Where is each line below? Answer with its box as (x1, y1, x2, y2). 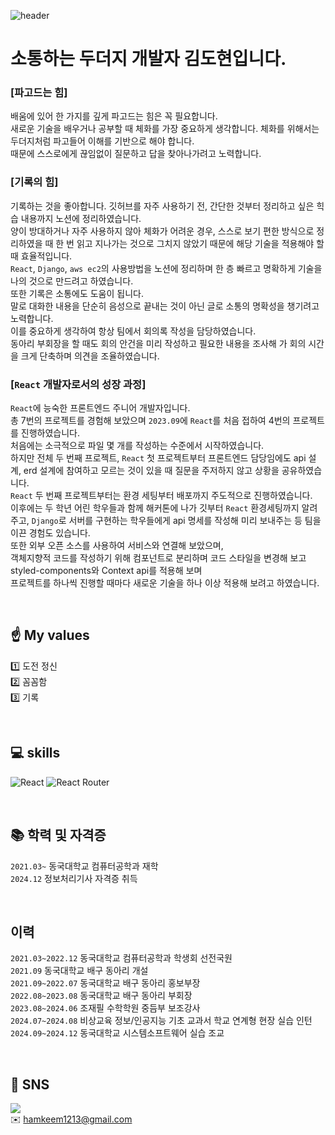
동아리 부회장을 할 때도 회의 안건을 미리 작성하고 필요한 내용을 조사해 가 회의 (10, 337, 307, 349)
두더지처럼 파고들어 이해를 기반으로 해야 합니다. (10, 135, 195, 147)
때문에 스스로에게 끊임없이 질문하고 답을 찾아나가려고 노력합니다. (10, 148, 262, 160)
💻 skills (10, 745, 61, 762)
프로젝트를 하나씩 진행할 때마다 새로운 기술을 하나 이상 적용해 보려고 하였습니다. (10, 577, 320, 589)
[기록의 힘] (10, 175, 59, 189)
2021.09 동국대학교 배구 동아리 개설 (10, 965, 149, 977)
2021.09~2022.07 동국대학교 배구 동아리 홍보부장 (10, 977, 201, 989)
